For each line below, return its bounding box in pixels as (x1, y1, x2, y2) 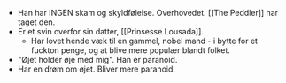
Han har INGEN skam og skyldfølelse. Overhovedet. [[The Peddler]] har (17, 8, 279, 18)
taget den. (17, 17, 56, 27)
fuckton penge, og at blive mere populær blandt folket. (30, 45, 230, 56)
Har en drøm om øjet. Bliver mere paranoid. (17, 64, 175, 74)
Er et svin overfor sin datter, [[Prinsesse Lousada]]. (17, 26, 204, 36)
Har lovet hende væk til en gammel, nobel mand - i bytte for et (30, 35, 259, 46)
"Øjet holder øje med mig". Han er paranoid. (17, 55, 178, 64)
